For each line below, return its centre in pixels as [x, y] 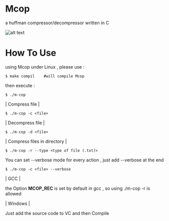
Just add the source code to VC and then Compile [57, 213]
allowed [13, 194]
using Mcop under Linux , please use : [45, 67]
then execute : [20, 85]
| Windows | [18, 203]
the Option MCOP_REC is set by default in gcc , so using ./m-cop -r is [78, 188]
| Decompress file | [25, 123]
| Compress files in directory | [36, 141]
